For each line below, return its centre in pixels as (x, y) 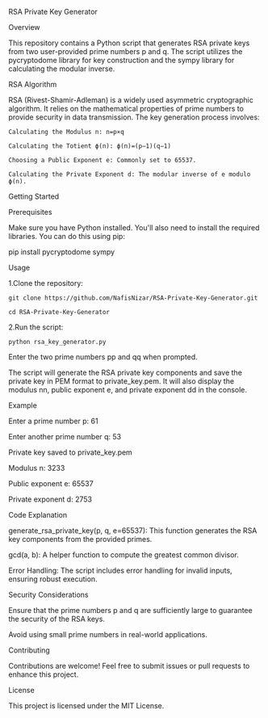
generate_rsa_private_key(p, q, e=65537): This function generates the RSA (133, 531)
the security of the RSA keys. (57, 619)
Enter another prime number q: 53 (65, 437)
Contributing (29, 650)
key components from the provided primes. (80, 539)
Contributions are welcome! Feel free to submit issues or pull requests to (129, 666)
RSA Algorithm (33, 84)
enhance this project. (44, 674)
